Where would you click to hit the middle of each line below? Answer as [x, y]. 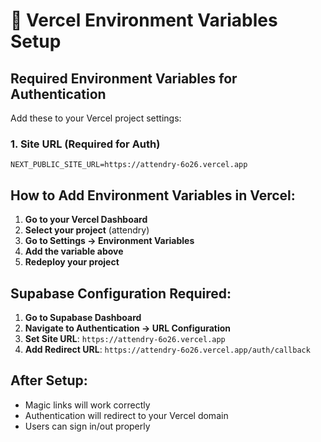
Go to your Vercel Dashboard [86, 220]
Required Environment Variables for [124, 78]
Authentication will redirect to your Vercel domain [126, 415]
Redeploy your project [72, 262]
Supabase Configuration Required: [121, 293]
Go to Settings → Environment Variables [109, 241]
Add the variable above [74, 251]
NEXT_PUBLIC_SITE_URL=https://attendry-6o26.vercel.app [129, 165]
